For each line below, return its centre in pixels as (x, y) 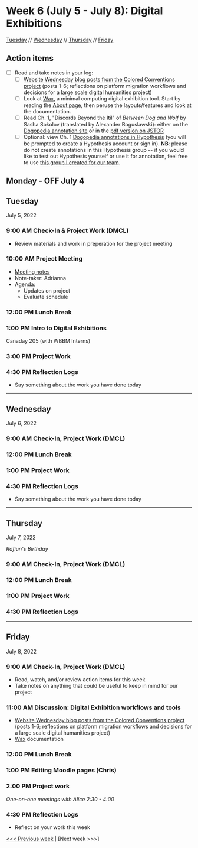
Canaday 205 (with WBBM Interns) (48, 341)
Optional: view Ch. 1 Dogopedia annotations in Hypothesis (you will (105, 137)
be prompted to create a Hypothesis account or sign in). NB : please (105, 144)
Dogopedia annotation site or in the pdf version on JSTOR (93, 131)
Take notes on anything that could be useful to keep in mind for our (96, 686)
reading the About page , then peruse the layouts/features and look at (107, 105)
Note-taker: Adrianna (40, 278)
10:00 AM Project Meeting (44, 259)
